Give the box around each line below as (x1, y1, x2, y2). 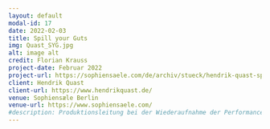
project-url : (8, 71, 52, 79)
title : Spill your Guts (8, 34, 88, 42)
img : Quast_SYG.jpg (8, 42, 74, 50)
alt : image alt (8, 49, 59, 57)
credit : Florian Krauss (8, 57, 88, 65)
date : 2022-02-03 (8, 26, 67, 34)
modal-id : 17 (8, 19, 52, 27)
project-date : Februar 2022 (8, 64, 103, 72)
